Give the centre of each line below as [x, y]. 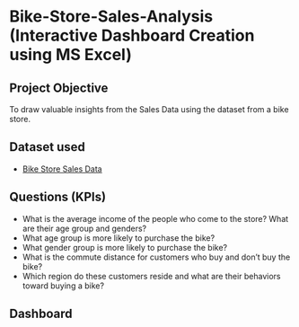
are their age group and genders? [84, 228]
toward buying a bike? [63, 286]
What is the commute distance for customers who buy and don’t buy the [156, 257]
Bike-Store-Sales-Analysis [111, 17]
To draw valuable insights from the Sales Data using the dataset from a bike [149, 109]
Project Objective [59, 88]
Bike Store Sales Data [62, 169]
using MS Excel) [70, 55]
